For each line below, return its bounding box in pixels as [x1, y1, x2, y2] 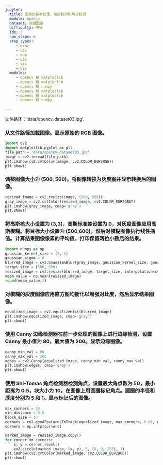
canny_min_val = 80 [5, 349, 45, 354]
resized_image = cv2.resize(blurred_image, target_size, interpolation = [5, 269, 155, 274]
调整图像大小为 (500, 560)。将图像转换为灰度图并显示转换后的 [5, 176, 151, 183]
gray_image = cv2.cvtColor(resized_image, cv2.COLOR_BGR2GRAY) [5, 199, 136, 204]
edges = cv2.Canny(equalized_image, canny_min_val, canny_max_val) [5, 358, 145, 363]
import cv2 [5, 141, 27, 146]
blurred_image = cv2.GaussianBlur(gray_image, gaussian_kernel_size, [5, 260, 149, 265]
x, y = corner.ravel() [14, 442, 60, 447]
